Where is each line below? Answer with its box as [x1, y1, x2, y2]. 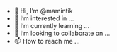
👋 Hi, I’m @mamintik [13, 7, 73, 15]
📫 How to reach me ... [13, 37, 80, 45]
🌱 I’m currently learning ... [13, 22, 90, 30]
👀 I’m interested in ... [13, 14, 74, 22]
